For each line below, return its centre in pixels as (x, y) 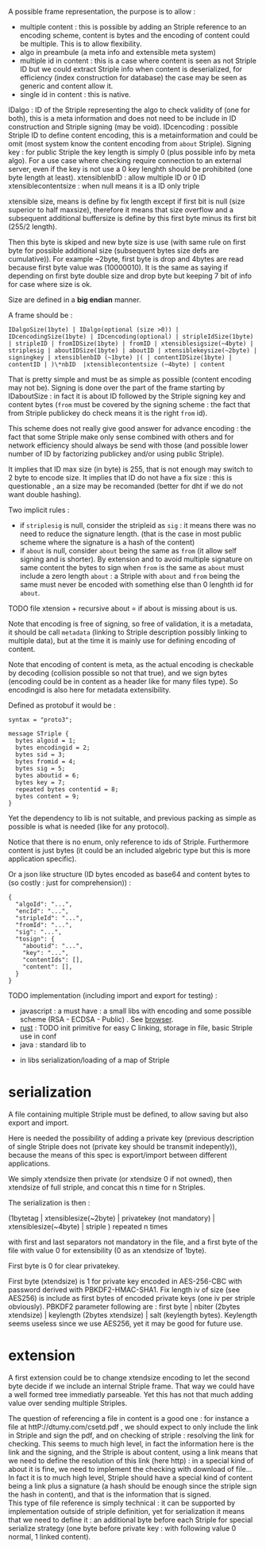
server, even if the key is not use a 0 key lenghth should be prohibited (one (130, 169)
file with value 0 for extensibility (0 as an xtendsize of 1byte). (108, 1250)
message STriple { (39, 734)
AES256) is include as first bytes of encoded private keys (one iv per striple (132, 1298)
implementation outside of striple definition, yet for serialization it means (126, 1511)
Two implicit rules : (39, 510)
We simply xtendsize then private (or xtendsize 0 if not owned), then (120, 1178)
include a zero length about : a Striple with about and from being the (130, 576)
